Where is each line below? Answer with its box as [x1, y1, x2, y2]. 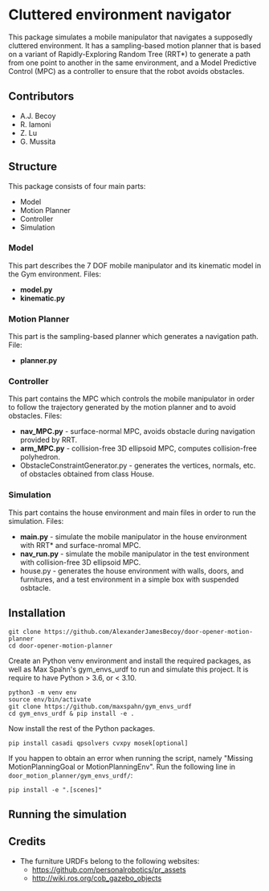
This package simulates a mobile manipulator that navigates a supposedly [8, 32, 253, 42]
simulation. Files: [8, 516, 64, 525]
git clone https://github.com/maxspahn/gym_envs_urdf [8, 702, 193, 710]
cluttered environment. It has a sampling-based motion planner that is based [8, 40, 262, 50]
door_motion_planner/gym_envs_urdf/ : [8, 770, 133, 780]
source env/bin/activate [8, 695, 92, 704]
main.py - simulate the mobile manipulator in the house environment [19, 532, 247, 542]
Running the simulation [8, 807, 127, 821]
